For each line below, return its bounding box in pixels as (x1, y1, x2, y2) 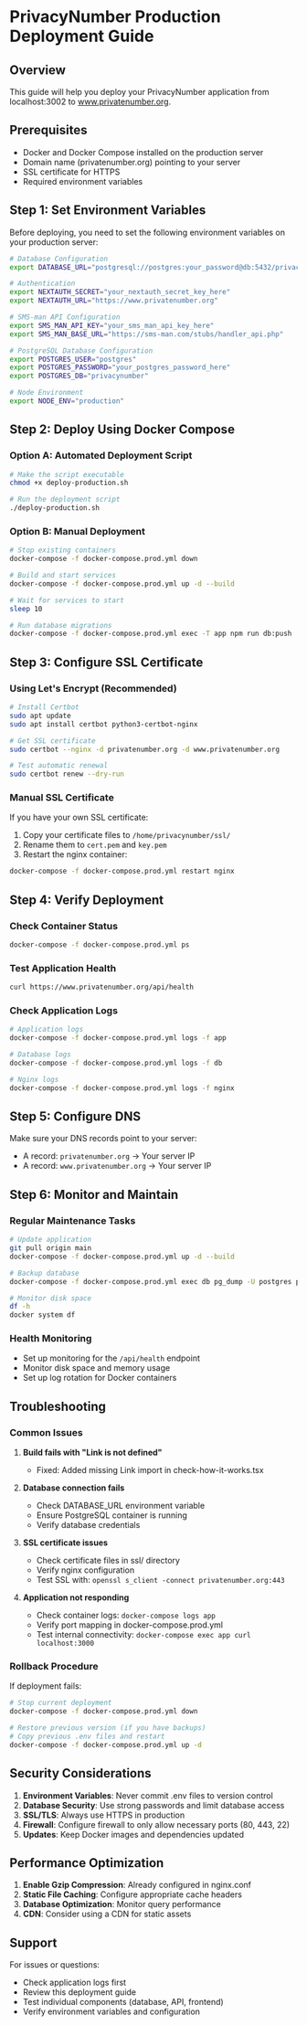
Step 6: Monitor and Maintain (9, 1186, 179, 1203)
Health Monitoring (9, 1332, 92, 1345)
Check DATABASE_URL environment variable (36, 1501, 206, 1512)
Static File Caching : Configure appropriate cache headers (22, 1889, 242, 1900)
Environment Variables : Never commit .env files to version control (22, 1789, 274, 1801)
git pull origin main (9, 1244, 92, 1253)
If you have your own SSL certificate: (9, 811, 149, 823)
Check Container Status (9, 919, 119, 932)
